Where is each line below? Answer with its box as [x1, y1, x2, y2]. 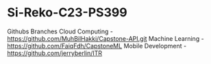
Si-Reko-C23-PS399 [7, 5, 128, 20]
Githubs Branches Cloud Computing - [7, 27, 113, 35]
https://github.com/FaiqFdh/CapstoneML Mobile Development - [7, 42, 187, 50]
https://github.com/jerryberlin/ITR [7, 49, 103, 57]
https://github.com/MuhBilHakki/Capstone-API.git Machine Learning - [7, 34, 204, 42]
